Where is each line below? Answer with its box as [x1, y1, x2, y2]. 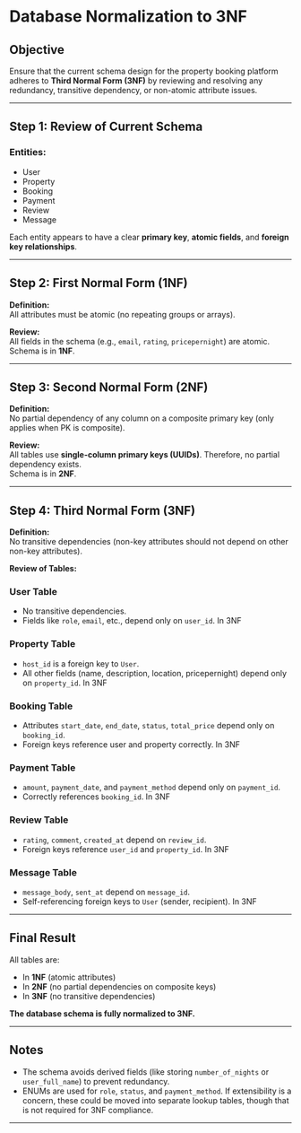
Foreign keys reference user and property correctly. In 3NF [21, 739, 240, 750]
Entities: [9, 146, 47, 159]
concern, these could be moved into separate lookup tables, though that [21, 1094, 289, 1105]
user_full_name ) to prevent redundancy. [21, 1076, 170, 1086]
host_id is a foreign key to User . [21, 658, 140, 669]
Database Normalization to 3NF [9, 6, 248, 27]
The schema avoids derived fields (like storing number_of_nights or [21, 1066, 270, 1077]
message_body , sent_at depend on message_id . [21, 886, 191, 897]
